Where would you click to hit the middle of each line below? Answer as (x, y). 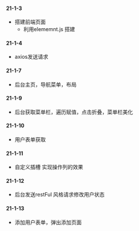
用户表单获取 (30, 140)
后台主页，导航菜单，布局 (45, 84)
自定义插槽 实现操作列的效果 (49, 167)
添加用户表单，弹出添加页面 (48, 222)
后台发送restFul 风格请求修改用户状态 (60, 195)
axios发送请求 (31, 57)
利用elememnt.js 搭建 (49, 29)
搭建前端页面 (30, 22)
